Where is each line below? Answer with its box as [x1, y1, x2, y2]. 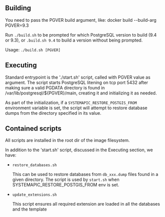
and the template [12, 206, 47, 212]
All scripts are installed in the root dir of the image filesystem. [5, 137, 130, 143]
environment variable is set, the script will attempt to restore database [5, 105, 148, 111]
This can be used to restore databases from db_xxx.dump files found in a [12, 172, 159, 177]
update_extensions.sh [12, 192, 57, 197]
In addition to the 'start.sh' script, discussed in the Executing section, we [5, 147, 153, 153]
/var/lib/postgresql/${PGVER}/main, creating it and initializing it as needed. [5, 90, 157, 96]
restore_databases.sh [12, 163, 57, 168]
